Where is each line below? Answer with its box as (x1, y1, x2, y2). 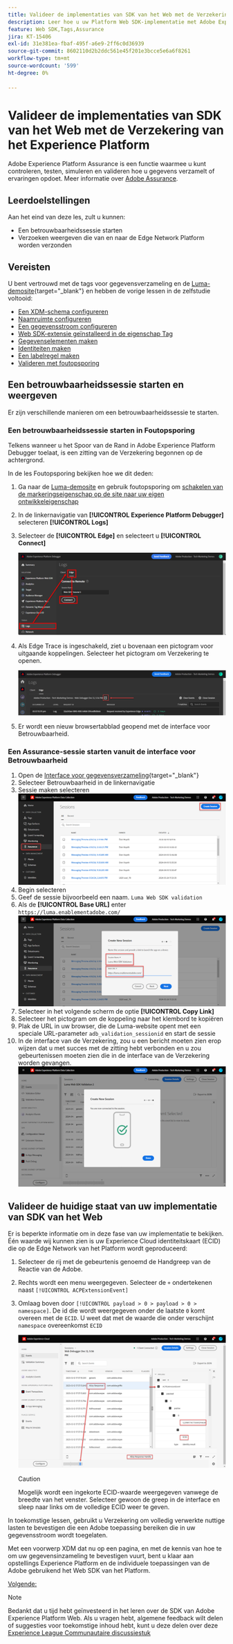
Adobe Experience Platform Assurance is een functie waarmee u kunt (8, 160, 207, 168)
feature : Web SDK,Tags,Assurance (8, 26, 104, 33)
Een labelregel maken (17, 351, 80, 360)
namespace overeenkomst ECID (17, 1322, 103, 1329)
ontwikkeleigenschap (17, 497, 79, 506)
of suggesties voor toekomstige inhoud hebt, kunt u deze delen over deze (8, 1621, 218, 1629)
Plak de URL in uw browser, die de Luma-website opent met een (17, 1022, 201, 1030)
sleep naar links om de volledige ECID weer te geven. (17, 1503, 170, 1511)
